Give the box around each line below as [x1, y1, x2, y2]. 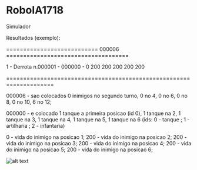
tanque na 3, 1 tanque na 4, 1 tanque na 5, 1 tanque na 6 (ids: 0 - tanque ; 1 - [6, 115, 190, 123]
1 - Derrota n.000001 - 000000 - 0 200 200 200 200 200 [6, 63, 145, 70]
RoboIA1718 [6, 4, 64, 17]
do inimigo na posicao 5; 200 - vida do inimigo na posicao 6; [6, 146, 153, 153]
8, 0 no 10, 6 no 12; [6, 98, 52, 106]
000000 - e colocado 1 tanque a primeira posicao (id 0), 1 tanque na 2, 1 [6, 110, 181, 117]
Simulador [6, 23, 31, 30]
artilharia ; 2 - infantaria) [6, 122, 65, 129]
